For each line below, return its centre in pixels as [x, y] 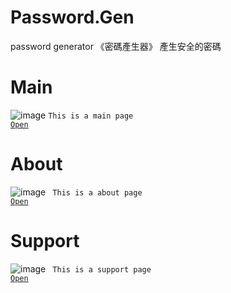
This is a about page [97, 192]
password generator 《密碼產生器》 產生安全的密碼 [116, 46]
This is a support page [102, 269]
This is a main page [91, 116]
